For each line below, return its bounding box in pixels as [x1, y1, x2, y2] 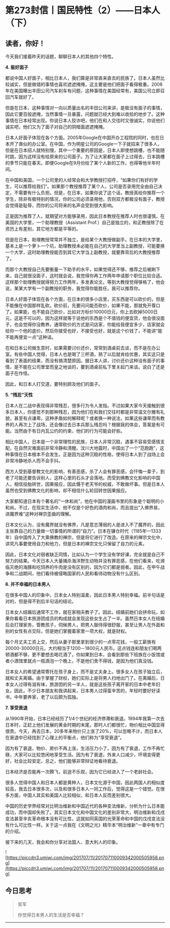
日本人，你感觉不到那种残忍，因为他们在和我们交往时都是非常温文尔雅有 [9, 409, 160, 415]
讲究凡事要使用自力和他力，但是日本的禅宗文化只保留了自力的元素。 [5, 541, 147, 546]
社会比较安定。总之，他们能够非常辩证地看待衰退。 [14, 758, 120, 764]
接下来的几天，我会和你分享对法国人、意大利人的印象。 [5, 839, 120, 845]
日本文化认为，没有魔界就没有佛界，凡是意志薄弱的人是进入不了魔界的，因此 [5, 522, 165, 528]
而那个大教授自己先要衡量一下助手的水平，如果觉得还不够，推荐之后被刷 [5, 267, 156, 272]
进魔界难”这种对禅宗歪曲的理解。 [5, 511, 74, 517]
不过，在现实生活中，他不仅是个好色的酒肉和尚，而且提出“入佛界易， [18, 505, 163, 510]
